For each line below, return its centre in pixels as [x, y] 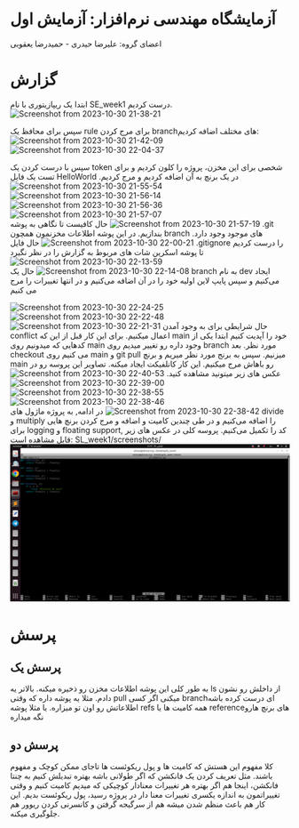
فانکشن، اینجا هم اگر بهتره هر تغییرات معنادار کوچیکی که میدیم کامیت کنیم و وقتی [144, 785]
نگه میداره [27, 717]
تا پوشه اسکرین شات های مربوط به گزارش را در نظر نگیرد [107, 252]
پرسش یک [35, 667]
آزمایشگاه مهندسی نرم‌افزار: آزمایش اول [143, 19]
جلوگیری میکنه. [35, 814]
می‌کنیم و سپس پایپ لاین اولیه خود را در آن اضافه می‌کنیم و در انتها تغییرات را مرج [145, 280]
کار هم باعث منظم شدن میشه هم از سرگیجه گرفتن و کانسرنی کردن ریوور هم [138, 804]
